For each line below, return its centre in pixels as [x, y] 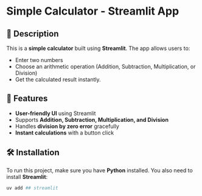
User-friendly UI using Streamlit [55, 113]
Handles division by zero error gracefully [67, 126]
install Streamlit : [27, 177]
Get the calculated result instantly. [58, 79]
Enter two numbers [39, 60]
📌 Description [33, 34]
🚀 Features [27, 99]
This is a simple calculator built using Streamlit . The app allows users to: [98, 48]
